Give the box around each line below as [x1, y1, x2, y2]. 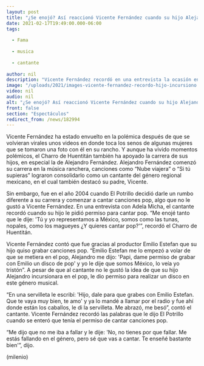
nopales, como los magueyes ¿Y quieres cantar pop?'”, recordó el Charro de [6, 223, 197, 230]
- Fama [12, 37, 29, 43]
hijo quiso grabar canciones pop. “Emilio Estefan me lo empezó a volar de [6, 247, 191, 254]
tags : [6, 26, 20, 32]
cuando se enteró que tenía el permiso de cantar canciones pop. [6, 317, 168, 324]
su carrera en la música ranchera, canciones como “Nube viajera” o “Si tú [6, 165, 191, 173]
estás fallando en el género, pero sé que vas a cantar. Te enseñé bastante [6, 335, 191, 342]
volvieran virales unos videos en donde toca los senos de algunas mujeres [6, 139, 193, 147]
